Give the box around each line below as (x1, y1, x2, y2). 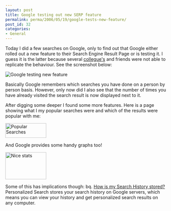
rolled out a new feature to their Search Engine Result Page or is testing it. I (5, 51, 163, 57)
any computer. (5, 200, 36, 206)
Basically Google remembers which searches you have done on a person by (5, 81, 165, 87)
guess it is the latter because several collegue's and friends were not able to (5, 56, 166, 62)
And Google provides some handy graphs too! (5, 142, 102, 148)
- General (5, 31, 27, 36)
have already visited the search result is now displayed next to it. (5, 92, 141, 98)
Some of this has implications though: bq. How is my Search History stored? (5, 183, 165, 190)
